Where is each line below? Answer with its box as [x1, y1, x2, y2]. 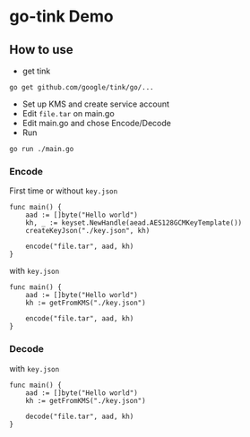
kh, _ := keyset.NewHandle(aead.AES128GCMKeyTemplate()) [25, 218, 243, 227]
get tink [22, 65, 51, 76]
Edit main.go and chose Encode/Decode [22, 118, 172, 128]
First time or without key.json [9, 185, 118, 196]
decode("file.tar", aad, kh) [25, 412, 134, 421]
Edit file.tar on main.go [22, 108, 115, 118]
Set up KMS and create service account [22, 99, 170, 109]
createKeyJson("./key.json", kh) [25, 227, 151, 236]
